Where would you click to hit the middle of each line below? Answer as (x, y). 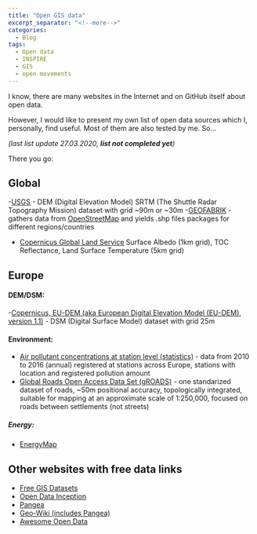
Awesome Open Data (54, 521)
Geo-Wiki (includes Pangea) (65, 513)
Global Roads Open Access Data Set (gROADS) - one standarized (125, 382)
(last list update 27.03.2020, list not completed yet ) (92, 143)
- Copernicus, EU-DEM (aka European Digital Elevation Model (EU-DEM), (125, 313)
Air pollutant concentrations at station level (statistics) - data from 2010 (134, 357)
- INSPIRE (31, 60)
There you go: (31, 159)
